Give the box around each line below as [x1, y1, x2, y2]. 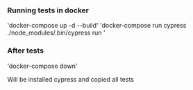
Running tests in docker [7, 6, 89, 15]
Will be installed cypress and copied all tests [7, 75, 134, 83]
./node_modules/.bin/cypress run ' [7, 28, 106, 37]
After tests [7, 46, 44, 55]
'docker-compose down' [7, 62, 78, 70]
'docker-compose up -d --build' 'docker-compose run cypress [7, 21, 187, 30]
